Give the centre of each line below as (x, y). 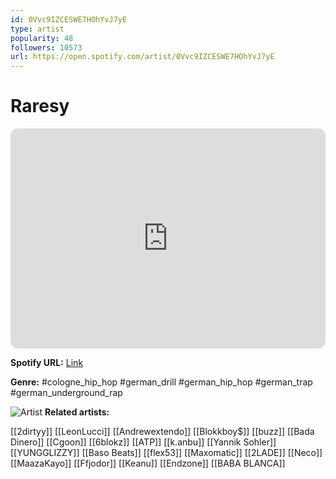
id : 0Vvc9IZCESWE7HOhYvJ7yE (69, 19)
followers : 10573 (46, 47)
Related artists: (77, 412)
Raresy (40, 106)
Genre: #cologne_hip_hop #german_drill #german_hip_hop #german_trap (161, 382)
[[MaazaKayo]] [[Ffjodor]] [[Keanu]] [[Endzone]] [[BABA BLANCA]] (148, 463)
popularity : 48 (42, 38)
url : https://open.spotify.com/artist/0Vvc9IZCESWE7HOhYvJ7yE (142, 57)
